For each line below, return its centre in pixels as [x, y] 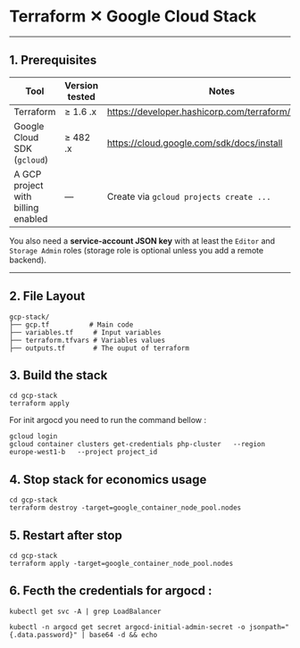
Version [82, 85]
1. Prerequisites [53, 60]
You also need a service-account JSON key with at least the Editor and [142, 241]
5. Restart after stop [66, 535]
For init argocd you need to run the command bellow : [108, 420]
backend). [28, 260]
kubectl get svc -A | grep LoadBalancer [86, 611]
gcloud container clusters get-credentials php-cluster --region [137, 444]
